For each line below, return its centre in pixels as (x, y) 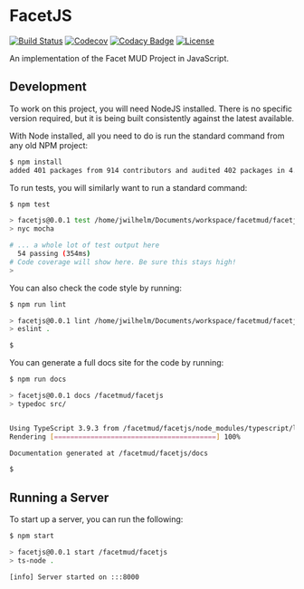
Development (48, 87)
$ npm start (32, 536)
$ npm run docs (38, 380)
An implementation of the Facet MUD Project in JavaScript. (119, 58)
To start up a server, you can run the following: (96, 519)
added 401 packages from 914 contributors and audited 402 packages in (147, 170)
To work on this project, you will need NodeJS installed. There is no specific (151, 109)
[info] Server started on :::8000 (75, 577)
